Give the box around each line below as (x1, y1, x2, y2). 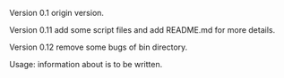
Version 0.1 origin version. (9, 8, 105, 18)
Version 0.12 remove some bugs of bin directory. (9, 42, 188, 52)
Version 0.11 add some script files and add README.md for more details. (9, 25, 276, 35)
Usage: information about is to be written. (9, 59, 163, 69)
